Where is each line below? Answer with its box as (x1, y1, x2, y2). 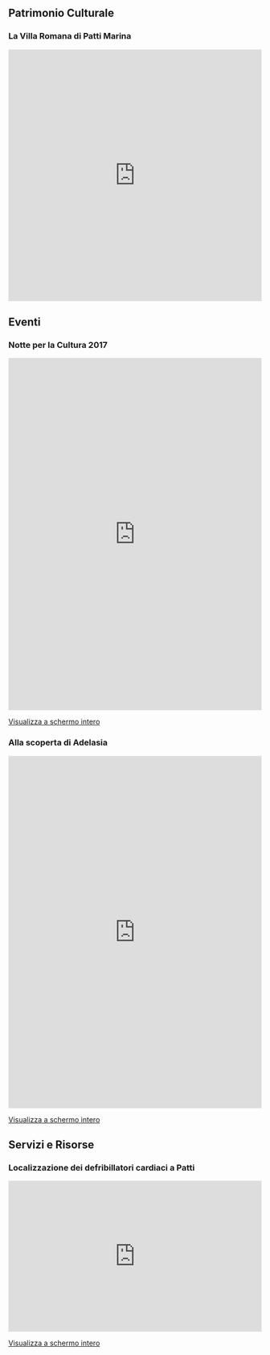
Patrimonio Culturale (8, 6, 115, 20)
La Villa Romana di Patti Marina (8, 31, 132, 42)
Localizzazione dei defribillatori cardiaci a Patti (8, 1162, 195, 1173)
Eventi (8, 316, 41, 329)
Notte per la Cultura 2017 (8, 340, 108, 350)
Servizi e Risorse (8, 1138, 95, 1152)
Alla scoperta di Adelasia (8, 737, 108, 748)
